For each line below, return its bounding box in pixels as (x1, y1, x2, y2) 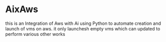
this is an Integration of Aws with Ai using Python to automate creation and (5, 20, 161, 26)
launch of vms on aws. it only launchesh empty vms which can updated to (5, 25, 160, 31)
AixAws (5, 4, 39, 15)
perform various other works (5, 31, 65, 37)
